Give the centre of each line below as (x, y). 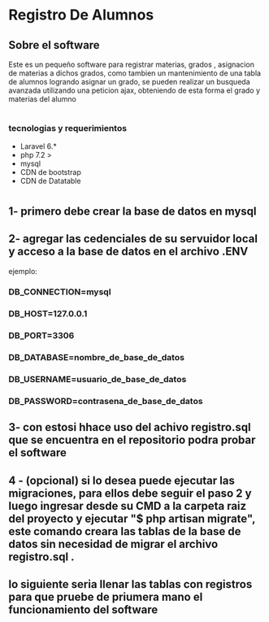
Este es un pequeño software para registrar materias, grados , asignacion (131, 64)
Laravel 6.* (38, 146)
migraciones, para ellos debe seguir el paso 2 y (130, 493)
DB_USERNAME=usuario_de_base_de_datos (98, 380)
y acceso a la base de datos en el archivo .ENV (128, 252)
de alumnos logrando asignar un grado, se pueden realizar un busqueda (129, 82)
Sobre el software (54, 45)
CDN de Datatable (50, 181)
